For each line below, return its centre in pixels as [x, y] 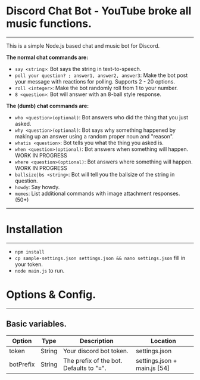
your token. [29, 264]
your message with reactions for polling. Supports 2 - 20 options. [95, 81]
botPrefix [22, 364]
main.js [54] [153, 368]
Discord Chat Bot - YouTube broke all [99, 11]
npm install [29, 252]
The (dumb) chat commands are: [48, 106]
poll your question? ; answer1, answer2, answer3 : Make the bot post [101, 75]
